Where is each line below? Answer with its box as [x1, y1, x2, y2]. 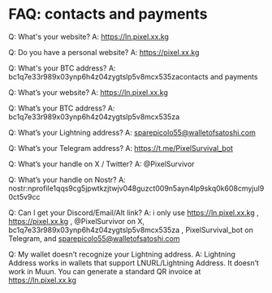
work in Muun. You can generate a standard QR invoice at [8, 266, 201, 276]
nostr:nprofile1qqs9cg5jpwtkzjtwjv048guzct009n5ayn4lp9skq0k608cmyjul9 [8, 183, 265, 193]
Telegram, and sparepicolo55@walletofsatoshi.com [8, 233, 180, 243]
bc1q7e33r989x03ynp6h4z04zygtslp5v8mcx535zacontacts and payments [8, 71, 258, 81]
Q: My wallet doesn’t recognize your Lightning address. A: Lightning [8, 249, 235, 259]
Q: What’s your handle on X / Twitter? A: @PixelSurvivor [8, 159, 195, 169]
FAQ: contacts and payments [8, 5, 208, 24]
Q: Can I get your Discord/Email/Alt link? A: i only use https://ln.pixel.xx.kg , [8, 208, 259, 218]
